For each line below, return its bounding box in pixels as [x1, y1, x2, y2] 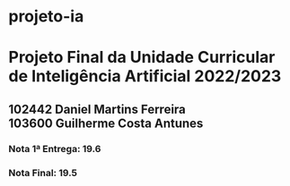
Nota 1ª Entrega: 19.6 [8, 142, 101, 155]
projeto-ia [8, 6, 84, 27]
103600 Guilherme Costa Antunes [8, 115, 204, 131]
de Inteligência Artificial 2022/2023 [8, 66, 282, 87]
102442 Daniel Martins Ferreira [8, 101, 186, 117]
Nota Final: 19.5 [8, 166, 78, 179]
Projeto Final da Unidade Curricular [8, 47, 276, 68]
